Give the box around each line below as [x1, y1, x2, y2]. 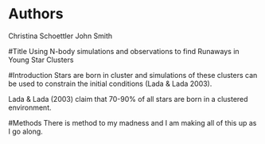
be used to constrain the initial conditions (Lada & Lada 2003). [8, 79, 212, 88]
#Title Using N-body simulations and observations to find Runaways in [8, 46, 240, 56]
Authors [8, 5, 64, 23]
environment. [8, 103, 52, 112]
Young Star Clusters [8, 55, 74, 64]
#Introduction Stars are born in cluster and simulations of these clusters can [8, 70, 258, 80]
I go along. [8, 126, 44, 136]
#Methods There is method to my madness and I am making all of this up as [8, 118, 257, 127]
